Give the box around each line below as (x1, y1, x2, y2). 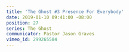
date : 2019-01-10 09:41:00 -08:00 (6, 14, 93, 20)
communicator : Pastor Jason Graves (6, 31, 95, 37)
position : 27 (6, 20, 39, 26)
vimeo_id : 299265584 (6, 36, 58, 42)
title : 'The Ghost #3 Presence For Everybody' (6, 8, 124, 15)
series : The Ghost (6, 25, 52, 32)
